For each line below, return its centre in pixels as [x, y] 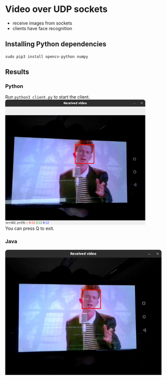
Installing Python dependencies [56, 44]
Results [17, 72]
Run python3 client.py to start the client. [47, 97]
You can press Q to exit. [30, 228]
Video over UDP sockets [56, 9]
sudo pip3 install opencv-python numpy [47, 57]
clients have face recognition [42, 28]
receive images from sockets [42, 23]
